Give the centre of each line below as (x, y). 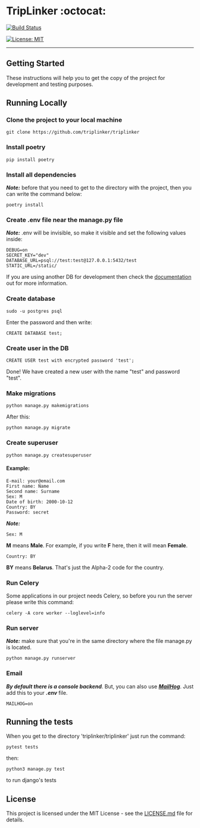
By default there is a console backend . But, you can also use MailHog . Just (100, 686)
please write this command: (40, 602)
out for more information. (37, 283)
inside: (14, 239)
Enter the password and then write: (49, 322)
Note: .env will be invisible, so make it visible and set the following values (96, 233)
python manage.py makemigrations (48, 406)
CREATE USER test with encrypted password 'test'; (70, 360)
